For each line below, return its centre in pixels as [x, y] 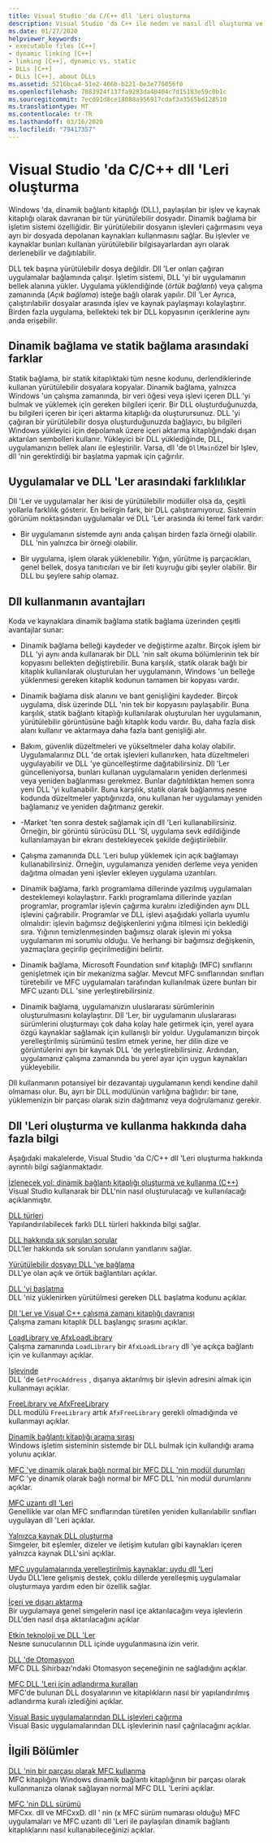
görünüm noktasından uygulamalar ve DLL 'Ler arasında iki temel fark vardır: [136, 518]
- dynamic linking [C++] [50, 54]
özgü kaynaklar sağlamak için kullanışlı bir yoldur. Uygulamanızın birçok [140, 1033]
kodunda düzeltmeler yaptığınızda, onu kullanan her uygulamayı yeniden [141, 798]
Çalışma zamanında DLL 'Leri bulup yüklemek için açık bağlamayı [129, 856]
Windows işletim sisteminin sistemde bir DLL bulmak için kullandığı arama [131, 1445]
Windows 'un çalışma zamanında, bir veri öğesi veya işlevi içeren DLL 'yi [130, 395]
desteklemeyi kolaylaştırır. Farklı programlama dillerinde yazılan [126, 897]
